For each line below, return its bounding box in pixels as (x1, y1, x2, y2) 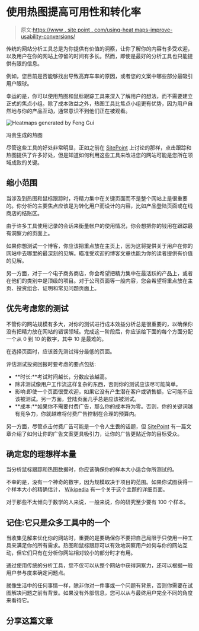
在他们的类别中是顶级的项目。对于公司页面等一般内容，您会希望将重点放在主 (6, 277, 193, 284)
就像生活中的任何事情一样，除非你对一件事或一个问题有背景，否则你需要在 (6, 582, 188, 589)
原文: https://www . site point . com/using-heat (20, 26, 134, 33)
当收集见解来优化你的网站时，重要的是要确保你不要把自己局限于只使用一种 (6, 534, 188, 541)
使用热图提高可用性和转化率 (6, 5, 142, 19)
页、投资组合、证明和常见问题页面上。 (6, 284, 99, 291)
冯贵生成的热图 (6, 131, 43, 138)
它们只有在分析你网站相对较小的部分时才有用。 (21, 549, 136, 556)
